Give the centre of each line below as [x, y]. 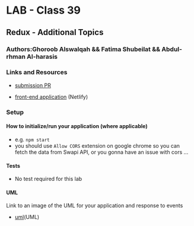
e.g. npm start [32, 139]
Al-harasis [42, 56]
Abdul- [172, 49]
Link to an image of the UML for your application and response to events [95, 206]
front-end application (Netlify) [51, 97]
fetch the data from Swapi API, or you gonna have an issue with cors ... [101, 152]
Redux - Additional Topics [55, 32]
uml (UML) [27, 217]
